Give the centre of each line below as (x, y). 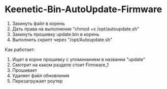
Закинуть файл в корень (38, 23)
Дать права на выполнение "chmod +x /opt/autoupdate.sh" (76, 28)
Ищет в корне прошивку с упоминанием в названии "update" (79, 59)
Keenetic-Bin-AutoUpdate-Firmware (83, 9)
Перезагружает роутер (37, 81)
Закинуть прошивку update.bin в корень (56, 34)
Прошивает (25, 70)
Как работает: (20, 49)
